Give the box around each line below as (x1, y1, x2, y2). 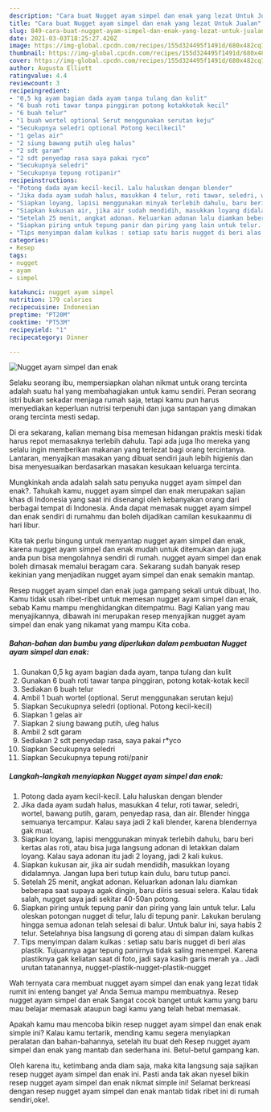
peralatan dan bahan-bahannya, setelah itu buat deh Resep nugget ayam (9, 1036, 251, 1047)
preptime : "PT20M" (9, 311, 71, 319)
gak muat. (20, 826, 55, 836)
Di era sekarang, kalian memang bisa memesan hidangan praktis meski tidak (9, 428, 263, 437)
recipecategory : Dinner (9, 333, 89, 341)
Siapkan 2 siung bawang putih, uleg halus (20, 718, 159, 729)
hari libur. (9, 520, 40, 530)
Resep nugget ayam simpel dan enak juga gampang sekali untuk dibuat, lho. (9, 585, 261, 596)
